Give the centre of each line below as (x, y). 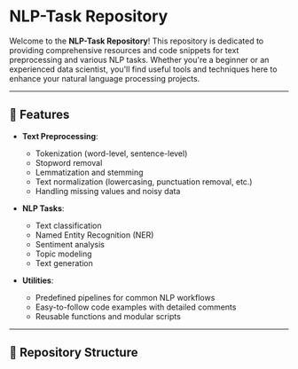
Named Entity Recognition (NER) (94, 235)
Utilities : (38, 280)
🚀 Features (39, 115)
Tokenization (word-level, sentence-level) (111, 153)
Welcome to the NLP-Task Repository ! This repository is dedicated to (137, 41)
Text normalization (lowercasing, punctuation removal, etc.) (144, 181)
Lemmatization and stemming (89, 172)
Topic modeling (63, 254)
